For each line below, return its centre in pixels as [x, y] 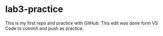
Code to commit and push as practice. [44, 28]
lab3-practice [34, 9]
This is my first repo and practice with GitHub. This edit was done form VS [82, 23]
